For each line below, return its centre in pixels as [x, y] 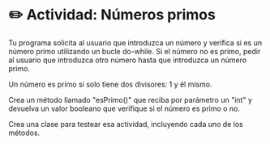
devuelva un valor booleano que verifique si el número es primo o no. [124, 108]
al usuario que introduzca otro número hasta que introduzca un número [128, 60]
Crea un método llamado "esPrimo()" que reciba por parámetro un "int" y [131, 100]
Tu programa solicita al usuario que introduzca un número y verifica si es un [135, 42]
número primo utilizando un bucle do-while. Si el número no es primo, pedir [135, 51]
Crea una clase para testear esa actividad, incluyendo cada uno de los [126, 124]
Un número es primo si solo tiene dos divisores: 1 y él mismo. [110, 84]
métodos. [24, 133]
